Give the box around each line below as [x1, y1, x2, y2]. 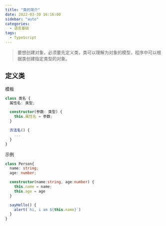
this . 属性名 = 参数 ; [14, 114, 53, 119]
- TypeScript [9, 35, 37, 40]
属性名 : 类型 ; [9, 100, 35, 105]
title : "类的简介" [5, 7, 41, 12]
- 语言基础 [9, 26, 29, 31]
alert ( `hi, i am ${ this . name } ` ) [14, 207, 81, 212]
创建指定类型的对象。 [26, 55, 70, 61]
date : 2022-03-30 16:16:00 [5, 12, 61, 17]
